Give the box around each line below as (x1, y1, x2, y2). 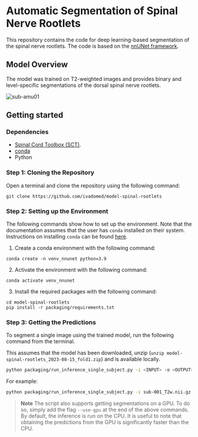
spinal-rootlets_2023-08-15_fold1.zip (6, 357, 101, 363)
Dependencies (6, 128, 49, 136)
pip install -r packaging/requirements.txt (6, 305, 115, 311)
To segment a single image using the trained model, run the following (6, 332, 174, 339)
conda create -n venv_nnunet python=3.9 (6, 256, 107, 262)
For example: (6, 378, 38, 385)
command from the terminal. (6, 338, 75, 345)
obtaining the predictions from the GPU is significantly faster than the (20, 419, 189, 426)
